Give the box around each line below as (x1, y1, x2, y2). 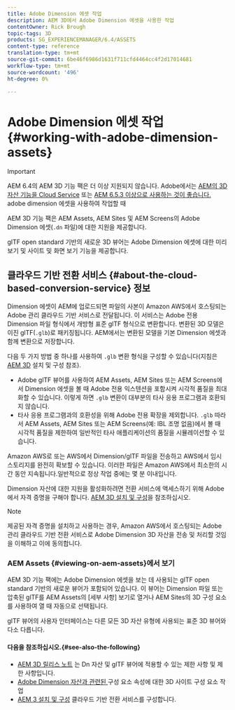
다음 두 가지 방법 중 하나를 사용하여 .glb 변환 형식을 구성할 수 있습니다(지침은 (7, 352, 218, 361)
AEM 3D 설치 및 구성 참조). (7, 361, 82, 369)
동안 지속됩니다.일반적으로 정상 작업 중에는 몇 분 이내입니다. (14, 470, 177, 478)
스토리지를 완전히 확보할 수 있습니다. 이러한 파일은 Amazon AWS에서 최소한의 (7, 460, 220, 470)
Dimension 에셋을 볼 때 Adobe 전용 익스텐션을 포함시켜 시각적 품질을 (24, 385, 215, 393)
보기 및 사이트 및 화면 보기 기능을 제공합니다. (7, 247, 129, 255)
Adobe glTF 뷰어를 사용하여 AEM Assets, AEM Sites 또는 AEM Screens (17, 376, 217, 384)
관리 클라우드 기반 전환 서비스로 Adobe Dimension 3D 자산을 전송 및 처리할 (7, 531, 214, 539)
